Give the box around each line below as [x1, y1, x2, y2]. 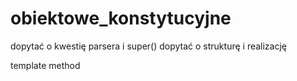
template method [10, 59, 81, 71]
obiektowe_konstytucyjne [10, 7, 232, 30]
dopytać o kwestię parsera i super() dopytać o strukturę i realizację [10, 40, 288, 52]
